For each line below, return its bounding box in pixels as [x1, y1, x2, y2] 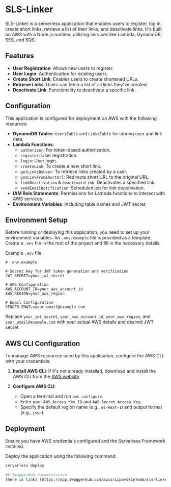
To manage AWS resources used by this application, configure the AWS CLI [5, 353, 164, 359]
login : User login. [20, 157, 58, 164]
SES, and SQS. [5, 37, 36, 43]
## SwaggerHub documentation [5, 472, 67, 477]
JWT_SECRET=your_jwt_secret [5, 273, 65, 279]
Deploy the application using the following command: [5, 453, 117, 459]
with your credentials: [5, 358, 51, 364]
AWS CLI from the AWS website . [12, 374, 80, 380]
